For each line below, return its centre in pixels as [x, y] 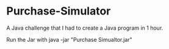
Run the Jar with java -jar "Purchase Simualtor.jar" [69, 39]
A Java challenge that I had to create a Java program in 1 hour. [85, 28]
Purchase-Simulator [59, 11]
